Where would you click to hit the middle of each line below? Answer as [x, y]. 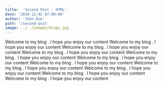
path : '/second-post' [27, 23]
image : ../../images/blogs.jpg [37, 28]
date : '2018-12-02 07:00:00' [35, 14]
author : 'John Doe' [25, 19]
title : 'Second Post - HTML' [36, 10]
